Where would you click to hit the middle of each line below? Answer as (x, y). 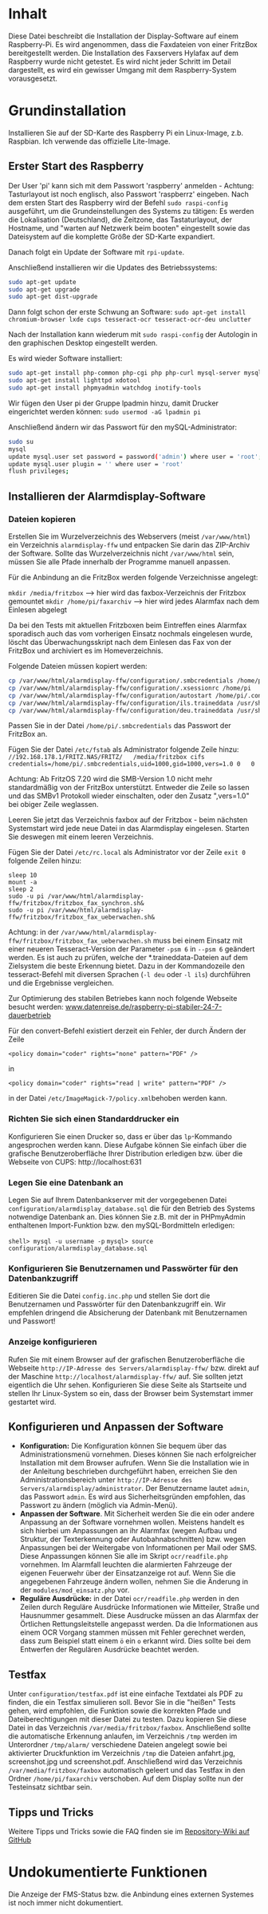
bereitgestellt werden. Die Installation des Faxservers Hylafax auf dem (124, 53)
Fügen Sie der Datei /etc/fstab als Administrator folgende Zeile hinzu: (124, 749)
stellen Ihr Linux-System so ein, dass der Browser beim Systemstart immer (131, 1393)
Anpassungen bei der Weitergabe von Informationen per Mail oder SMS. (138, 1548)
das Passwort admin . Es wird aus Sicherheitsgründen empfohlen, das (132, 1497)
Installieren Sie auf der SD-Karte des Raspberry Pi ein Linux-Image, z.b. (126, 132)
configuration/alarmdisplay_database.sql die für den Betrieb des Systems (132, 1208)
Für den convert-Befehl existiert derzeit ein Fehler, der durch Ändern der (127, 1031)
